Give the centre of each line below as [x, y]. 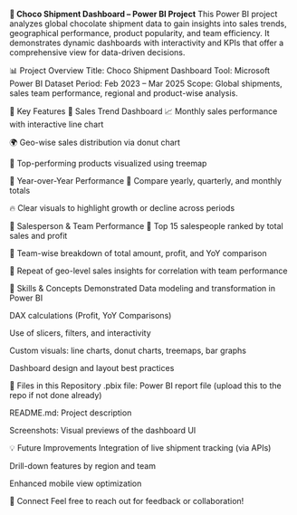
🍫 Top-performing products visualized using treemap [108, 163]
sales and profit [38, 236]
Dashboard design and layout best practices [92, 368]
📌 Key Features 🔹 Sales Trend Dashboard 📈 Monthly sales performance [144, 111]
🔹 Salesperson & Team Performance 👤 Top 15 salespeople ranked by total [146, 226]
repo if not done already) [56, 395]
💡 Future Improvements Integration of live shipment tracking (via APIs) [140, 448]
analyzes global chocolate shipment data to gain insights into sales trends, [148, 24]
